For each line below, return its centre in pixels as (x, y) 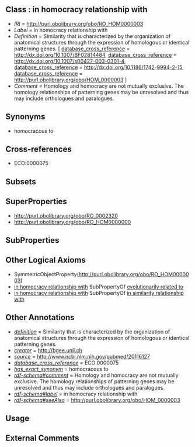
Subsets (21, 182)
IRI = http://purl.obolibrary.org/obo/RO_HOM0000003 (79, 23)
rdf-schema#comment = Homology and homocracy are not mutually (96, 375)
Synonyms (25, 117)
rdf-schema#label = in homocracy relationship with (76, 394)
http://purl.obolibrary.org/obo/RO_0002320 (66, 215)
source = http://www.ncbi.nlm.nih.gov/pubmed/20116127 (82, 356)
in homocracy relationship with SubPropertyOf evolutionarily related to (99, 287)
